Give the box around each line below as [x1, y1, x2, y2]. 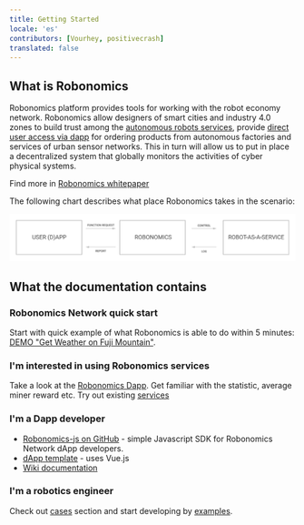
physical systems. [9, 160, 77, 172]
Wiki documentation [22, 462, 98, 473]
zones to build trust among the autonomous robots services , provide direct [9, 122, 289, 133]
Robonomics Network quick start [9, 306, 159, 318]
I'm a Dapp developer [9, 412, 106, 425]
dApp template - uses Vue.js [22, 452, 130, 463]
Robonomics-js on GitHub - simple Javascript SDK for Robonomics [22, 433, 273, 444]
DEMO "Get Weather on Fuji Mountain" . [9, 337, 156, 348]
